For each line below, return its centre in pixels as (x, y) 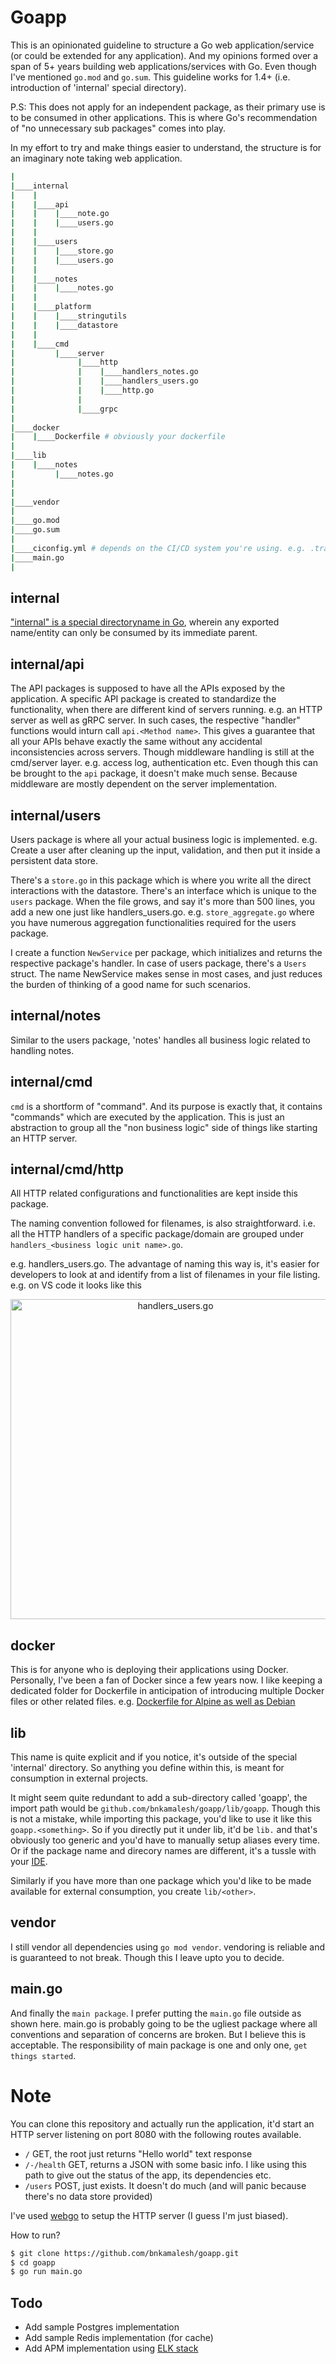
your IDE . (29, 1862)
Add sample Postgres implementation (102, 2327)
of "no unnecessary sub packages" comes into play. (118, 128)
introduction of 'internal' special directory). (98, 87)
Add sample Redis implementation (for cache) (119, 2338)
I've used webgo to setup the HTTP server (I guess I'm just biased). (149, 2215)
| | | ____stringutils (69, 316)
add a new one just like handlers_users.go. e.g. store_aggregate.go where (162, 912)
